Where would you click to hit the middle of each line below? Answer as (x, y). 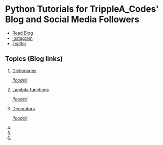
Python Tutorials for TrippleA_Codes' (82, 9)
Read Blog (23, 33)
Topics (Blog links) (34, 59)
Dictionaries (24, 71)
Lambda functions (30, 90)
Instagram (22, 38)
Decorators (23, 108)
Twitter (19, 43)
